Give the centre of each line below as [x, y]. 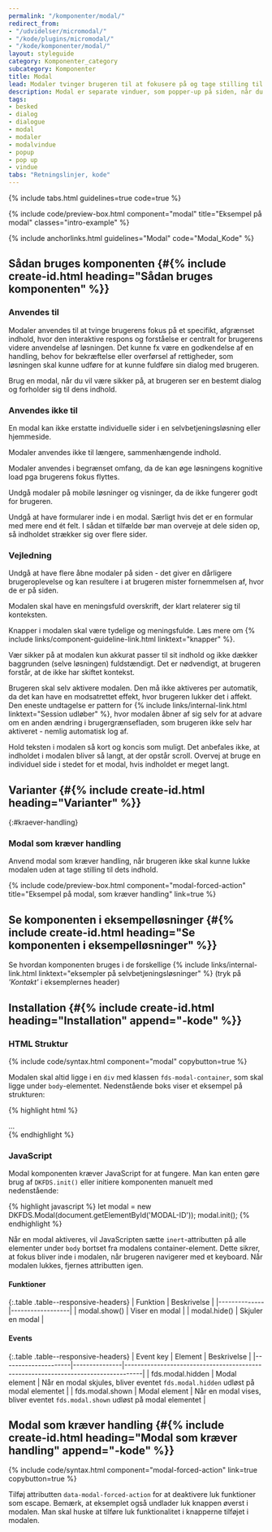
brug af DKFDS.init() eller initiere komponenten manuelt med [111, 1182]
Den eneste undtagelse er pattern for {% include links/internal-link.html [128, 706]
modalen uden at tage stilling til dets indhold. [83, 870]
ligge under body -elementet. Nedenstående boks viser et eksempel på [125, 1086]
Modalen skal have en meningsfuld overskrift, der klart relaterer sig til [125, 606]
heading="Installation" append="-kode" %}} [125, 1020]
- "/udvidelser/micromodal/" [58, 31]
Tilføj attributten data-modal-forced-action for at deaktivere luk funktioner [132, 1495]
